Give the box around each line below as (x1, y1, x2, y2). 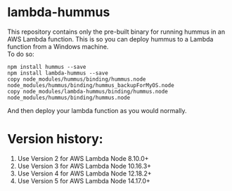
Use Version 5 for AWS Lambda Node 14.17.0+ (17, 176, 150, 185)
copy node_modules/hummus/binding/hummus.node (7, 75, 146, 83)
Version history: (7, 131, 103, 147)
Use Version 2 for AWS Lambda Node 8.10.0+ (17, 154, 149, 162)
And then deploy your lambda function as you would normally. (7, 106, 188, 114)
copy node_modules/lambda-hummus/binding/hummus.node (7, 88, 169, 95)
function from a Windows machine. (7, 42, 109, 51)
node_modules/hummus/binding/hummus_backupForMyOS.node (7, 81, 174, 88)
